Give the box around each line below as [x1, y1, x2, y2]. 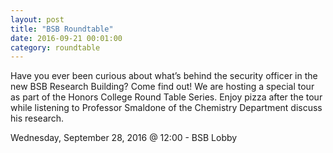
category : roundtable [10, 42, 101, 53]
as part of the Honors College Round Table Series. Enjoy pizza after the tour [10, 91, 323, 103]
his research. [10, 112, 65, 125]
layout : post [10, 14, 65, 25]
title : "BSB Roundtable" [10, 24, 114, 34]
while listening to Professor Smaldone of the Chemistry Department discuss [10, 102, 323, 114]
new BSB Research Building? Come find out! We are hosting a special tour [10, 81, 315, 93]
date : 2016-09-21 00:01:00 [10, 33, 123, 43]
